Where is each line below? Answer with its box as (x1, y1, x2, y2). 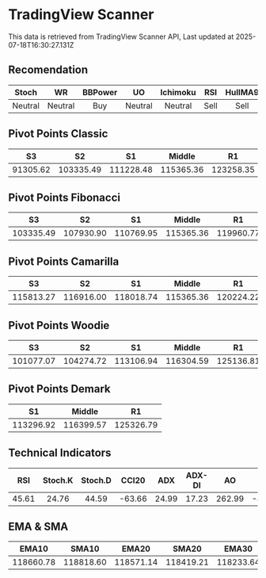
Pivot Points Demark (8, 382, 111, 396)
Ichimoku (160, 86, 196, 98)
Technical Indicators (8, 446, 112, 460)
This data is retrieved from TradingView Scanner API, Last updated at (8, 32, 234, 41)
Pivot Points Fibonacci (8, 190, 121, 204)
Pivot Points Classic (8, 127, 108, 140)
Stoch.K (42, 474, 74, 485)
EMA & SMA (8, 520, 69, 534)
